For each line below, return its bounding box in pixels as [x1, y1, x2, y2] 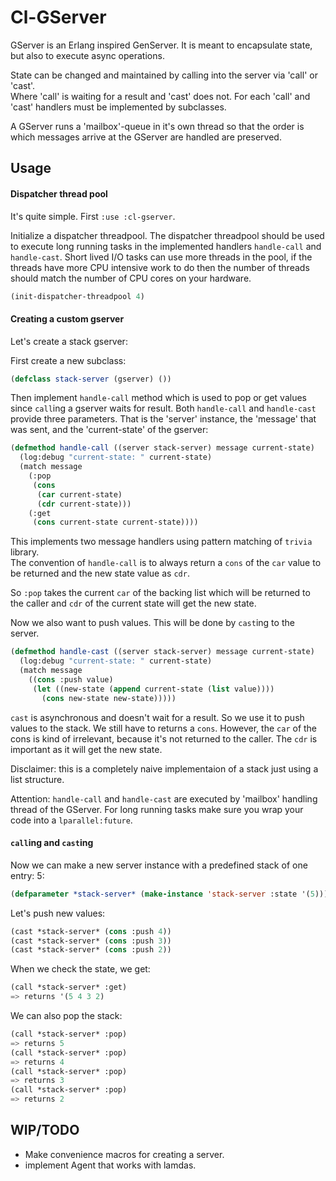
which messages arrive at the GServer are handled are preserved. [10, 131, 282, 143]
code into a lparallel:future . [10, 814, 133, 826]
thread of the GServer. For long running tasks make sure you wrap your [10, 803, 304, 815]
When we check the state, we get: [10, 963, 151, 975]
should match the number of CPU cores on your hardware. [10, 272, 252, 284]
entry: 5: [10, 869, 45, 881]
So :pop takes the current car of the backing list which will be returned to [10, 587, 311, 599]
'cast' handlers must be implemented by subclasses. [10, 101, 227, 113]
